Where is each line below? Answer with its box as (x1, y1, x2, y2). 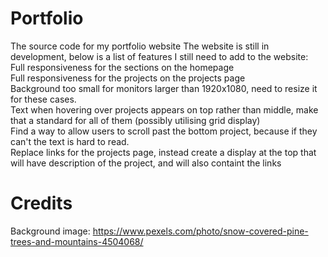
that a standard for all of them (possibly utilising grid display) (10, 114, 261, 126)
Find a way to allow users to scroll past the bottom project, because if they (10, 125, 318, 137)
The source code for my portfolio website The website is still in (10, 40, 270, 52)
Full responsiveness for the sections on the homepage (10, 61, 235, 73)
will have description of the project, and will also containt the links (10, 157, 282, 169)
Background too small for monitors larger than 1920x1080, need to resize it (10, 82, 318, 94)
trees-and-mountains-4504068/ (10, 235, 144, 247)
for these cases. (10, 93, 77, 105)
